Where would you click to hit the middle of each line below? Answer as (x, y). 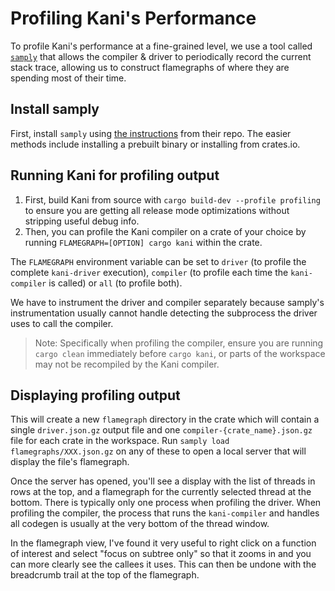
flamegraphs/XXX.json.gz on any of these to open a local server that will (158, 451)
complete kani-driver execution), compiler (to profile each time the (149, 272)
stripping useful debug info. (82, 221)
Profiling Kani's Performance (133, 18)
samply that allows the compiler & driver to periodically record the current (161, 56)
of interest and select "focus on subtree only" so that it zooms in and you (161, 554)
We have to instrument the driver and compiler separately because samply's (167, 302)
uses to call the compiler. (62, 323)
